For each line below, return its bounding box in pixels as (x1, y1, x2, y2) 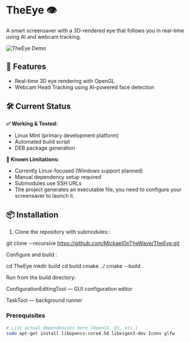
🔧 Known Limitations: (6, 155, 59, 162)
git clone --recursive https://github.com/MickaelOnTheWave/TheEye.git (6, 240, 180, 247)
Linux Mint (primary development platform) (14, 132, 119, 139)
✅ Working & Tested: (6, 120, 58, 127)
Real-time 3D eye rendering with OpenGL (14, 77, 115, 84)
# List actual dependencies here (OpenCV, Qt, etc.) (6, 325, 138, 331)
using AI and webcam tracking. (6, 33, 81, 40)
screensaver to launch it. (14, 192, 75, 199)
